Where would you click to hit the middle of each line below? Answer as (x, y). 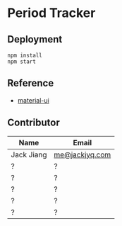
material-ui (33, 100)
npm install (25, 55)
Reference (31, 83)
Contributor (33, 123)
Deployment (35, 39)
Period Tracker (51, 13)
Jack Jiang (29, 154)
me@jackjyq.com (83, 154)
